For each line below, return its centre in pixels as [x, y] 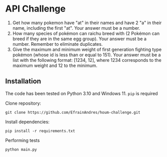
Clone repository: [23, 103]
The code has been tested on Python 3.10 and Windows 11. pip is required [82, 93]
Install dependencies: [27, 122]
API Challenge [35, 9]
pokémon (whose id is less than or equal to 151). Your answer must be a [87, 55]
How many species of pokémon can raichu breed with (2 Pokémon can [86, 33]
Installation [23, 81]
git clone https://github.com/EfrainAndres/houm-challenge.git [73, 112]
